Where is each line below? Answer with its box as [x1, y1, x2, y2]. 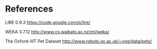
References [5, 3, 53, 15]
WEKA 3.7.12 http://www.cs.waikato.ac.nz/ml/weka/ [5, 29, 110, 34]
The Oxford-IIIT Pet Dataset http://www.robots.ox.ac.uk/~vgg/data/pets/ [5, 38, 152, 44]
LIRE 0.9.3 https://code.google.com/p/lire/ [5, 19, 91, 25]
